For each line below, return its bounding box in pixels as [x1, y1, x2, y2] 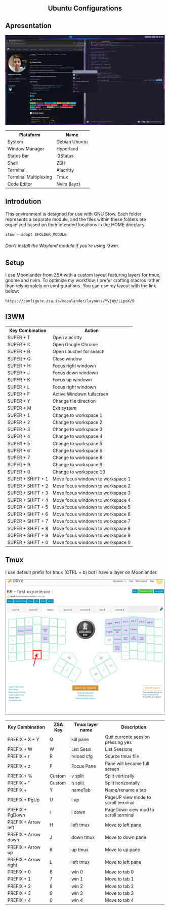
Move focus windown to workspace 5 [52, 504, 131, 510]
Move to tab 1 [105, 876, 134, 882]
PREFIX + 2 [7, 883, 31, 889]
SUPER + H [7, 362, 31, 369]
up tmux [71, 846, 89, 853]
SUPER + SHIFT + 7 [7, 518, 49, 524]
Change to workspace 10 [52, 469, 106, 475]
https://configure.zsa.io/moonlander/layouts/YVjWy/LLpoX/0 [5, 298, 135, 304]
